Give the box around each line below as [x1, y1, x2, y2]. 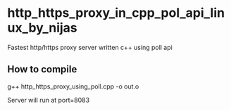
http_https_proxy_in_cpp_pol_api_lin [7, 5, 225, 21]
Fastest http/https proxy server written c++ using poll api [7, 43, 173, 51]
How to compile [7, 63, 77, 75]
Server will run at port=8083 [7, 96, 90, 104]
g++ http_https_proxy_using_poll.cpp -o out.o [7, 82, 139, 91]
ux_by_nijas [7, 20, 77, 36]
